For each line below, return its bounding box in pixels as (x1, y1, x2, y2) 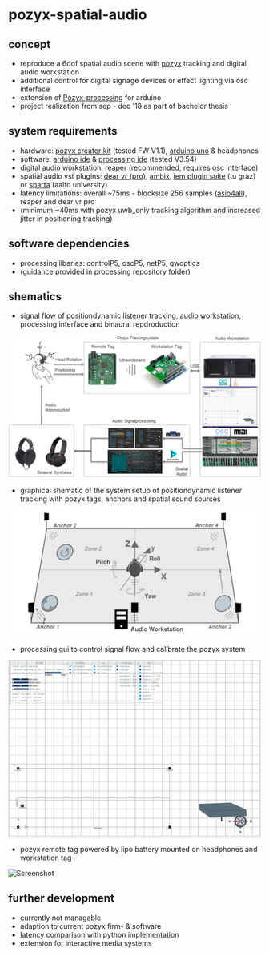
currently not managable (19, 913, 102, 922)
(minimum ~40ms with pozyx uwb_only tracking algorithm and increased (19, 205, 261, 215)
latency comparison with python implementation (19, 930, 179, 939)
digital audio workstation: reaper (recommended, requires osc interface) (19, 163, 259, 172)
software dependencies (8, 237, 130, 251)
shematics (8, 290, 62, 303)
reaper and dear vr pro (19, 196, 95, 206)
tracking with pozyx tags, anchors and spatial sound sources (19, 494, 222, 504)
